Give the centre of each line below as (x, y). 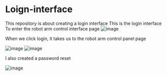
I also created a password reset (38, 58)
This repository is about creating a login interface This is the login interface (83, 23)
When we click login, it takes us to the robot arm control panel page (76, 39)
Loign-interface (39, 9)
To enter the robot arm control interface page (52, 28)
